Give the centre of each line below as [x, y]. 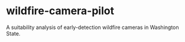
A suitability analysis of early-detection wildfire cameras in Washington [92, 27]
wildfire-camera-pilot [60, 11]
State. [13, 33]
